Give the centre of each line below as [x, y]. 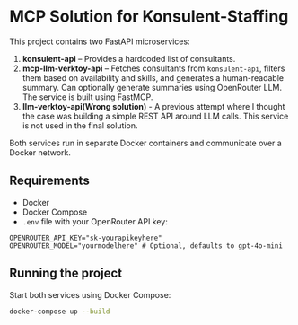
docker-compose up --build [60, 312]
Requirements [49, 181]
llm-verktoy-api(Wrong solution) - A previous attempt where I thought [153, 106]
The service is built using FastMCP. [88, 97]
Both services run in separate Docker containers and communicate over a [146, 143]
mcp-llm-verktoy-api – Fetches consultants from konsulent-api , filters [153, 68]
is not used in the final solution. [80, 125]
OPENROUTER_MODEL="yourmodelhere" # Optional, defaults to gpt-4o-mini [146, 246]
